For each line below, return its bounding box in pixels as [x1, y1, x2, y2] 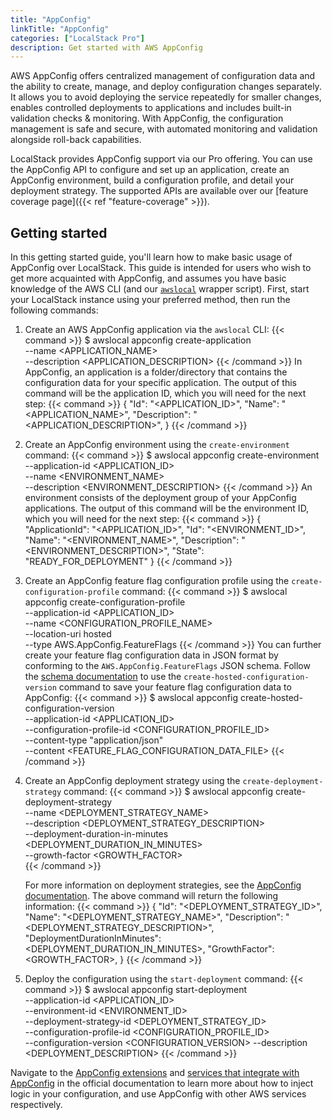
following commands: [10, 304, 99, 316]
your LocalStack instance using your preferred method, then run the [10, 294, 291, 306]
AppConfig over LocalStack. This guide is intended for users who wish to [10, 262, 312, 274]
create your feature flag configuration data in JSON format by [24, 649, 279, 661]
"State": [171, 545, 205, 557]
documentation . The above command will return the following [24, 890, 279, 902]
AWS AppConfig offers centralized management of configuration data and [10, 70, 316, 82]
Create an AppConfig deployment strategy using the [24, 775, 241, 787]
